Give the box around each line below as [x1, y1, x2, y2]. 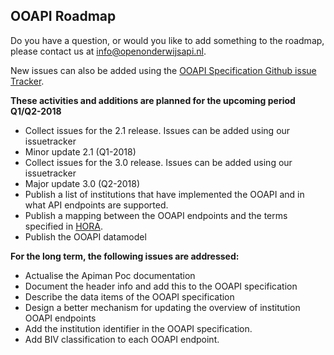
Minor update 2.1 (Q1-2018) [24, 145, 137, 158]
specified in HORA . [24, 220, 103, 232]
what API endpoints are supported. [24, 199, 169, 211]
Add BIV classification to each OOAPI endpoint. [24, 333, 220, 345]
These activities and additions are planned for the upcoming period [10, 94, 296, 106]
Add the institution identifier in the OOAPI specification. [24, 322, 253, 334]
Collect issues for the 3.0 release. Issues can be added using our [24, 156, 293, 168]
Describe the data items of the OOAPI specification [24, 290, 235, 303]
